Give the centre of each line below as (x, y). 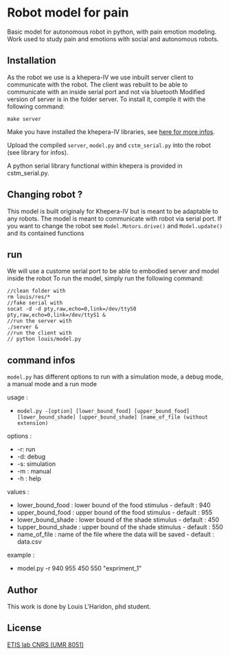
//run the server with (39, 321)
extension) (33, 423)
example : (21, 555)
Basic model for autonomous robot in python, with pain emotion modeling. (112, 32)
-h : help (29, 478)
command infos (41, 360)
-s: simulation (36, 464)
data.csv (30, 542)
